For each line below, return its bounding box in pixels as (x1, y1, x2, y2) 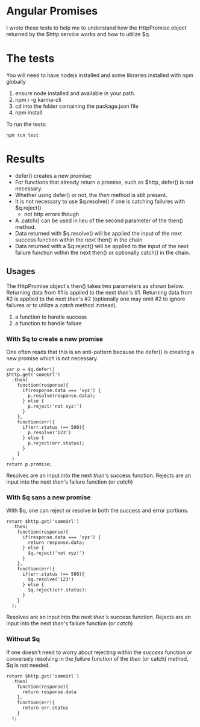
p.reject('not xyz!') (28, 403, 83, 409)
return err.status (22, 705, 69, 711)
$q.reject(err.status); (28, 587, 87, 593)
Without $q (6, 635, 40, 643)
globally (6, 78, 26, 85)
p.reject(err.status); (28, 440, 85, 446)
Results (6, 152, 45, 166)
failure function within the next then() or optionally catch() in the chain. (14, 249, 191, 256)
